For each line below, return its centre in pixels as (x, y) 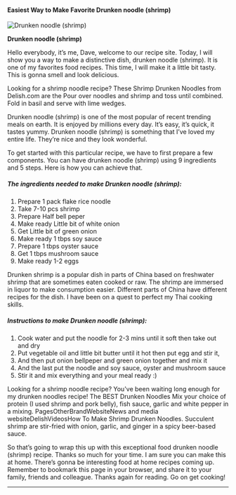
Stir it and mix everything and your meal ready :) (87, 376)
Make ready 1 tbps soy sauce (60, 239)
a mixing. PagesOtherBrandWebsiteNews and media (83, 412)
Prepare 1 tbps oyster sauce (58, 246)
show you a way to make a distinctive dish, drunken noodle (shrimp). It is (113, 60)
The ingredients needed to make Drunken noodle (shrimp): (94, 184)
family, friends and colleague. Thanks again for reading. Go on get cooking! (117, 477)
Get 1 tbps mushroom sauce (58, 254)
